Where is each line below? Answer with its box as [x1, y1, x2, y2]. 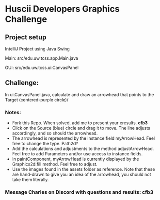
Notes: [5, 109, 21, 116]
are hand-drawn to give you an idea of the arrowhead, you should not [12, 171, 151, 178]
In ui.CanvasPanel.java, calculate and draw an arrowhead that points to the [5, 91, 154, 98]
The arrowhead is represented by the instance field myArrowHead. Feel [12, 135, 155, 141]
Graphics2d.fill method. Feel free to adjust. [12, 161, 98, 167]
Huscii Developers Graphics [5, 3, 120, 15]
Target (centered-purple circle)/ [5, 97, 69, 102]
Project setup [5, 33, 47, 41]
